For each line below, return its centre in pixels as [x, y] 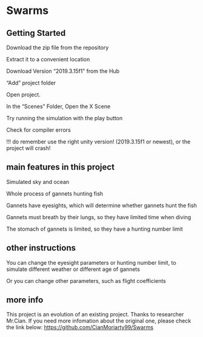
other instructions [41, 248]
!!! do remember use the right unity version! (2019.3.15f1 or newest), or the [98, 141]
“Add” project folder [31, 83]
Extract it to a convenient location [48, 59]
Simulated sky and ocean [38, 182]
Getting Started [36, 33]
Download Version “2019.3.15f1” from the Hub [63, 71]
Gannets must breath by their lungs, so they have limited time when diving [99, 217]
